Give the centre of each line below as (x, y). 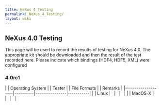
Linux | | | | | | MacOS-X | (125, 93)
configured (16, 65)
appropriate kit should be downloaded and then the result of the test (73, 55)
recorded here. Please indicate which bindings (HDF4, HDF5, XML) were (77, 60)
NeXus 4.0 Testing (34, 38)
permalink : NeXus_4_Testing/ (34, 14)
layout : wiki (18, 18)
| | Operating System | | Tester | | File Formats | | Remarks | (64, 88)
